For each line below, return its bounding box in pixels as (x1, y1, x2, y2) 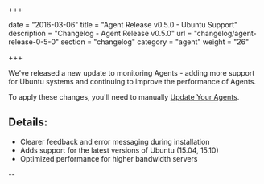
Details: (8, 116, 48, 129)
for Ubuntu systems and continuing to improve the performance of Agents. (8, 77, 256, 86)
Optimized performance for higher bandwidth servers (19, 153, 198, 163)
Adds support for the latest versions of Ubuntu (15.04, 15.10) (19, 145, 219, 155)
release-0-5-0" (8, 37, 60, 47)
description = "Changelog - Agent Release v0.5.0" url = (8, 29, 192, 38)
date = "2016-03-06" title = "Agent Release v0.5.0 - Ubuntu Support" (8, 20, 238, 29)
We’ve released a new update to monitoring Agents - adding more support (8, 68, 255, 77)
